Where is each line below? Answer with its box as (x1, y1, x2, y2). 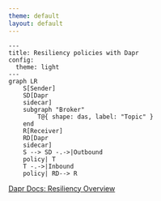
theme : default (8, 11, 60, 20)
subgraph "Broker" (23, 105, 85, 113)
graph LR (8, 77, 38, 85)
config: (8, 56, 35, 64)
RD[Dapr (23, 134, 49, 142)
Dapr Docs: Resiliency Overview (8, 183, 116, 193)
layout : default (8, 19, 63, 28)
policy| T (23, 155, 57, 163)
